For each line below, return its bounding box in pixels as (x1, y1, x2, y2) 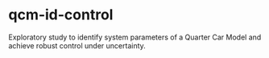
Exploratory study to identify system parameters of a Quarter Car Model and (8, 32, 262, 42)
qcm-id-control (8, 6, 114, 24)
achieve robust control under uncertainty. (8, 40, 147, 50)
